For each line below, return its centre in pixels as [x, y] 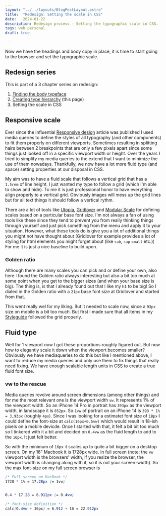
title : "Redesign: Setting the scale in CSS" [54, 14]
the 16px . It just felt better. [31, 437]
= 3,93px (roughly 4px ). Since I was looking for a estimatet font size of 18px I [83, 416]
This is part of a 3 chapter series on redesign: [52, 84]
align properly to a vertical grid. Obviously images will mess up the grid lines [83, 195]
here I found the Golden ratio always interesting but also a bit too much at [80, 275]
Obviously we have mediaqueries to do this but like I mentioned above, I [79, 355]
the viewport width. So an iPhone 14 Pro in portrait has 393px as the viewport [83, 406]
